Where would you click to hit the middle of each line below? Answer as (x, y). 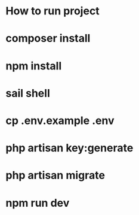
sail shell (28, 93)
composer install (48, 39)
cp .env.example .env (60, 120)
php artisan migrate (55, 175)
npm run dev (38, 203)
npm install (34, 66)
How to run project (52, 11)
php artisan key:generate (69, 148)
